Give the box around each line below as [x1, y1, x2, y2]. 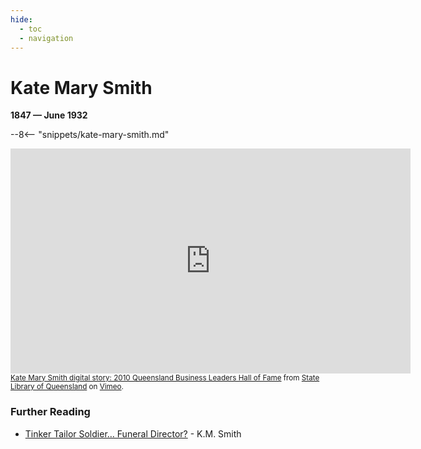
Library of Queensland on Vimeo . [10, 382, 124, 392]
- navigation [19, 33, 74, 43]
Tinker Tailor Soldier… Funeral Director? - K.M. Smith [24, 427, 242, 440]
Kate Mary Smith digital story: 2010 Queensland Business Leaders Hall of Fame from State [10, 373, 320, 383]
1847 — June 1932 [10, 109, 88, 121]
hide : [10, 14, 33, 25]
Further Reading [10, 405, 91, 419]
